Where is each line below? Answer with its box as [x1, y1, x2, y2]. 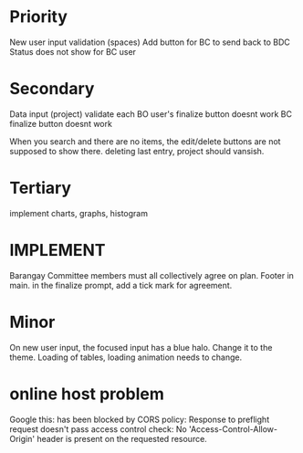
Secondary [9, 79, 95, 100]
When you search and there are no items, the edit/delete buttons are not [9, 135, 281, 147]
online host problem [9, 384, 164, 404]
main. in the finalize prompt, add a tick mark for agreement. [9, 279, 233, 290]
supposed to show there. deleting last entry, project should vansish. [9, 145, 265, 156]
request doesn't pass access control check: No [9, 423, 187, 435]
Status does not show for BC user [9, 46, 137, 57]
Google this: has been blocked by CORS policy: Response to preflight [9, 414, 270, 425]
